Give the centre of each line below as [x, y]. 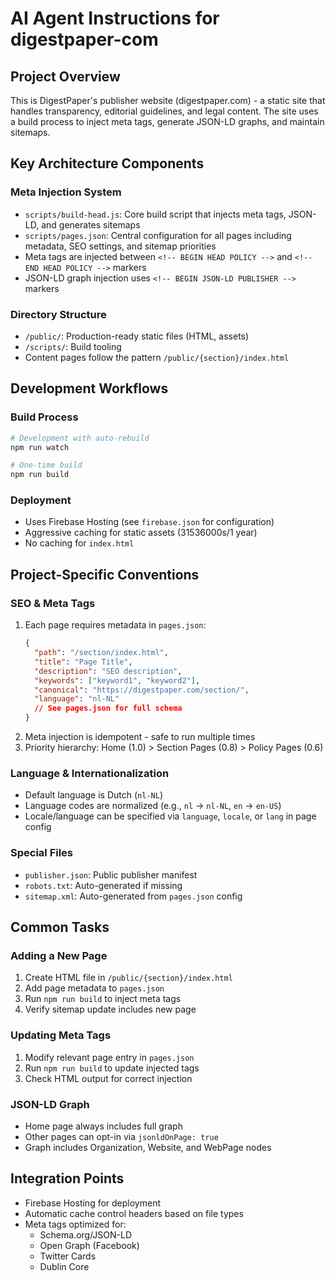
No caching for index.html [79, 543]
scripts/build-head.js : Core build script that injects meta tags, [155, 214]
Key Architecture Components [107, 163]
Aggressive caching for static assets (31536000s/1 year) [141, 533]
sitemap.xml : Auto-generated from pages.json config [133, 896]
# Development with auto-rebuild [80, 438]
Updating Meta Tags [61, 1035]
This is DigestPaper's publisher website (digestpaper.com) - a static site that [168, 100]
